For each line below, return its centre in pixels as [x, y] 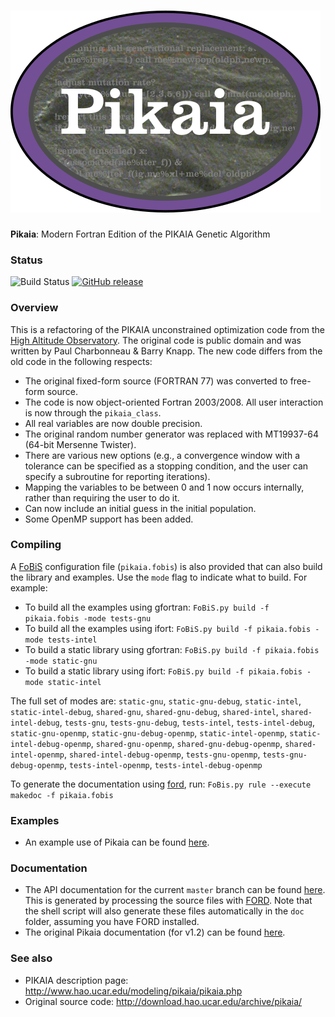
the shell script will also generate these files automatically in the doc [164, 911]
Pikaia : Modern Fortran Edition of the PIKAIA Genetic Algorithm [140, 234]
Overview [34, 308]
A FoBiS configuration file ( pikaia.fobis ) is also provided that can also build [166, 566]
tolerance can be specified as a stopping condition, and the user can [166, 466]
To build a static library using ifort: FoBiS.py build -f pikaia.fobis [163, 671]
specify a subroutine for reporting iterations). [117, 476]
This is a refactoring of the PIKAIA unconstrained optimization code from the [167, 329]
